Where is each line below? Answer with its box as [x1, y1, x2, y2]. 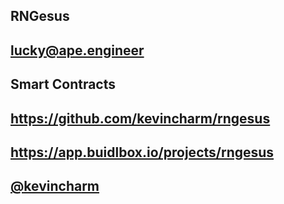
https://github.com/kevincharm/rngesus [10, 110, 271, 127]
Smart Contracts [10, 76, 117, 93]
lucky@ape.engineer [10, 42, 145, 59]
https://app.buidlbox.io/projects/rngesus [10, 144, 275, 161]
